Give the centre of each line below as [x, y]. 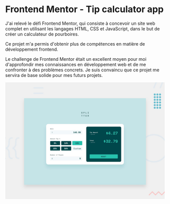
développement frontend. [32, 49]
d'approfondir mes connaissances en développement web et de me [76, 64]
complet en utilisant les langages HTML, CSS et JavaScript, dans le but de [83, 28]
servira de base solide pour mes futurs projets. [54, 75]
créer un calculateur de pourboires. [42, 34]
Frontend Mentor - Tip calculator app [84, 9]
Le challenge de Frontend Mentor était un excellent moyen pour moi [76, 59]
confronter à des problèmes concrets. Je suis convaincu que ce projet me [82, 70]
